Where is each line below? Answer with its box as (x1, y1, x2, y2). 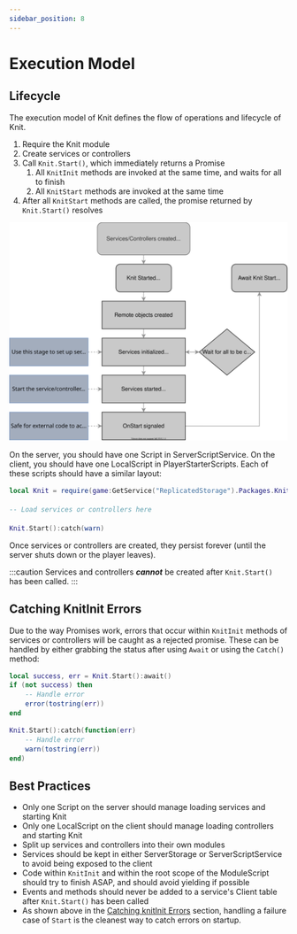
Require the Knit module (21, 138, 110, 150)
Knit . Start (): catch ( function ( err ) (9, 726, 137, 735)
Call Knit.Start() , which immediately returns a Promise (21, 158, 225, 168)
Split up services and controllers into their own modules (21, 839, 225, 850)
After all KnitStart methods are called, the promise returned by (21, 195, 253, 205)
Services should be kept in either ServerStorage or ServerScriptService (21, 849, 283, 860)
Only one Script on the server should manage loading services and (21, 802, 266, 813)
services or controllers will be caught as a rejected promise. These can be (9, 634, 279, 645)
